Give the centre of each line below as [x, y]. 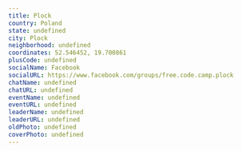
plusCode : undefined [43, 61]
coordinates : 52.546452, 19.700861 [67, 53]
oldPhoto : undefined [43, 127]
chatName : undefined [43, 82]
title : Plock [30, 16]
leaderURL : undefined [44, 120]
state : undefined [37, 30]
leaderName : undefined [46, 113]
